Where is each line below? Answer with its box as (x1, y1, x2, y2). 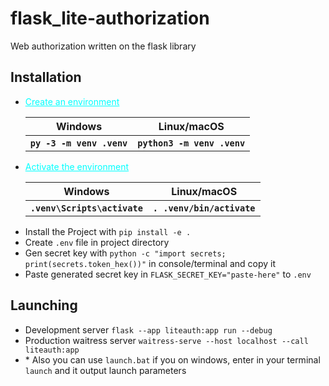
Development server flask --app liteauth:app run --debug (24, 323, 273, 336)
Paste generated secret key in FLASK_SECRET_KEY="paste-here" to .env (24, 268, 312, 280)
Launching (10, 297, 78, 314)
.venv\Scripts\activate (29, 202, 143, 214)
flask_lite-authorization (10, 7, 210, 30)
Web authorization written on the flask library (10, 40, 197, 52)
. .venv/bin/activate (152, 202, 256, 214)
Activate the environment (24, 160, 130, 172)
